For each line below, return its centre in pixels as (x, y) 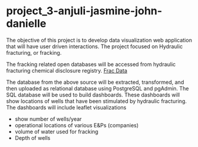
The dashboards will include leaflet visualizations (66, 107)
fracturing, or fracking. (34, 52)
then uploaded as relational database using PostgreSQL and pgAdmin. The (98, 88)
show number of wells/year (48, 119)
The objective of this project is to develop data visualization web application (99, 40)
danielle (26, 24)
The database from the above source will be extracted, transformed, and (95, 82)
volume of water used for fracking (56, 132)
